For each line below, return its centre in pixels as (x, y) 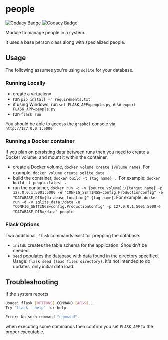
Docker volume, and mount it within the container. (57, 157)
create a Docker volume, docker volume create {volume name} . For (81, 167)
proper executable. (25, 332)
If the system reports (27, 294)
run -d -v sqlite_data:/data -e (46, 202)
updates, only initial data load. (43, 266)
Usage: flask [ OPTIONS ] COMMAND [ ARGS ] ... (50, 303)
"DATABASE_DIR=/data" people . (44, 212)
